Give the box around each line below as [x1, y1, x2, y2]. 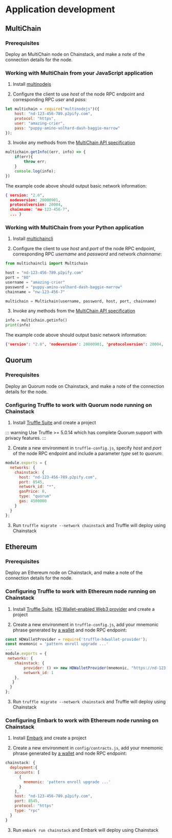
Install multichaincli [12, 235, 54, 242]
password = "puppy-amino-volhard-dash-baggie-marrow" [5, 284, 123, 290]
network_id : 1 [24, 670, 54, 675]
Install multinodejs [12, 81, 51, 87]
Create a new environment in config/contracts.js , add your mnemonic [12, 745, 163, 751]
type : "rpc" [14, 808, 40, 813]
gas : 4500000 [18, 498, 47, 504]
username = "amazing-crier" [5, 280, 66, 285]
